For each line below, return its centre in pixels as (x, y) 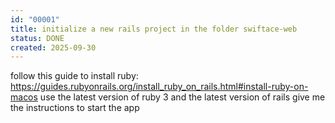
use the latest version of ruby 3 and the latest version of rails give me (182, 97)
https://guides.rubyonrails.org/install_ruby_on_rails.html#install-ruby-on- (159, 87)
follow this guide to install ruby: (74, 76)
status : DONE (37, 38)
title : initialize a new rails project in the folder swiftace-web (154, 29)
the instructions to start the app (75, 108)
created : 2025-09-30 (53, 47)
